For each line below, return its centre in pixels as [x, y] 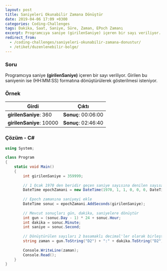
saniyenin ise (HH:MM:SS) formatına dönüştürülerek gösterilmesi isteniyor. [81, 80]
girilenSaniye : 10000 [33, 123]
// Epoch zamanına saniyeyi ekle [58, 199]
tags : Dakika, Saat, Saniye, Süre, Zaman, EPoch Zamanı [64, 28]
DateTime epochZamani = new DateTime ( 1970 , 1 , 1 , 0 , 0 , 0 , [85, 190]
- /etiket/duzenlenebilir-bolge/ [44, 47]
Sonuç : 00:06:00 [83, 115]
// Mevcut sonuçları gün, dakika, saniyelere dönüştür [81, 213]
